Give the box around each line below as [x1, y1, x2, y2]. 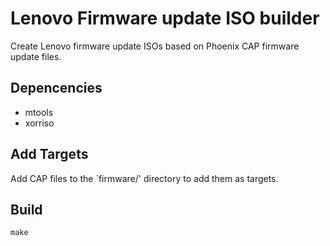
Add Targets [10, 146, 89, 163]
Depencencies [10, 80, 103, 97]
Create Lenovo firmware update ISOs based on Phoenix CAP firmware [10, 40, 300, 52]
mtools [24, 106, 54, 118]
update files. [10, 50, 62, 62]
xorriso [24, 117, 55, 129]
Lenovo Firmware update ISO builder [10, 7, 320, 30]
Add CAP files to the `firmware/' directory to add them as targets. [10, 172, 279, 184]
